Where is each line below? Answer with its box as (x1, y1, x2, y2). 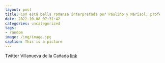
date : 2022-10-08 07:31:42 (5, 16, 60, 21)
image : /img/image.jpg (5, 35, 52, 40)
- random (5, 30, 23, 35)
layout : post (5, 7, 32, 12)
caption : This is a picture (5, 39, 63, 44)
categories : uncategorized (5, 21, 60, 26)
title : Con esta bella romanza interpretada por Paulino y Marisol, (5, 12, 148, 17)
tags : (5, 26, 16, 31)
